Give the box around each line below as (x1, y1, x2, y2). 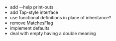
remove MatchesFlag (9, 20, 53, 26)
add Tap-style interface (9, 9, 59, 15)
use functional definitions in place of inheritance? (9, 15, 112, 20)
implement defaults (9, 25, 50, 31)
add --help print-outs (9, 4, 54, 10)
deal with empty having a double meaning (9, 31, 96, 36)
